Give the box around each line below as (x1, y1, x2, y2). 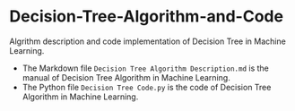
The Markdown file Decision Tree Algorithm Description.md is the (22, 63, 269, 73)
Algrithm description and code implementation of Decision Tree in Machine (9, 36, 287, 47)
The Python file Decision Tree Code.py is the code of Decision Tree (22, 81, 272, 92)
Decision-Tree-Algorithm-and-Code (9, 6, 284, 27)
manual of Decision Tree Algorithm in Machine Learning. (22, 72, 230, 82)
